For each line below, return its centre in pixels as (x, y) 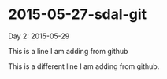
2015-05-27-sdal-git (78, 14)
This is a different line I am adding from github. (84, 66)
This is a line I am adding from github (68, 51)
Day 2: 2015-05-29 (39, 36)
